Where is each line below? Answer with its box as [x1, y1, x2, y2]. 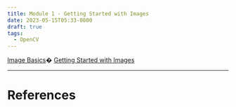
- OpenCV [13, 36, 39, 43]
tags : [7, 29, 23, 37]
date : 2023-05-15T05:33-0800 [7, 17, 93, 24]
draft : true [7, 23, 42, 30]
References [7, 87, 76, 104]
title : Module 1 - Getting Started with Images [7, 10, 150, 17]
